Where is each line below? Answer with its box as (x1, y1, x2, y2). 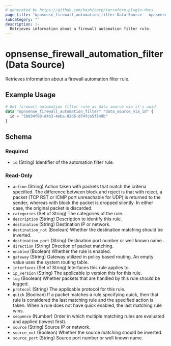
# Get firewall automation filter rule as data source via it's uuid (5, 104, 156, 109)
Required (5, 148, 28, 155)
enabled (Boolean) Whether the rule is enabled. (12, 248, 111, 254)
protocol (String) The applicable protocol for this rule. (12, 286, 126, 293)
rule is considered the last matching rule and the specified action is (12, 297, 154, 303)
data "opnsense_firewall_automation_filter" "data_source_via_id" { (5, 109, 154, 114)
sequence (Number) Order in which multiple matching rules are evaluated (12, 313, 164, 320)
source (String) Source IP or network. (12, 324, 91, 330)
